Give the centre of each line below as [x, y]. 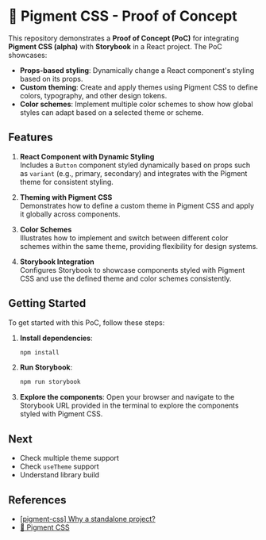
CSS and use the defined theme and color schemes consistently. [125, 278]
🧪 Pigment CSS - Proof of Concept [123, 16]
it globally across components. [70, 214]
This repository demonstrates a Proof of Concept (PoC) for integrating [124, 38]
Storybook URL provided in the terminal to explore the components [129, 406]
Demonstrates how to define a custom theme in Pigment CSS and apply [137, 205]
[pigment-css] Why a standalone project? [88, 519]
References [37, 500]
